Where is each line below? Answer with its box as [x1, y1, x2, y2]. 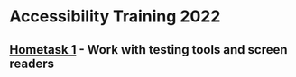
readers [9, 56, 55, 71]
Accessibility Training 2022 [9, 6, 221, 27]
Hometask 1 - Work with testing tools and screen [9, 42, 288, 57]
